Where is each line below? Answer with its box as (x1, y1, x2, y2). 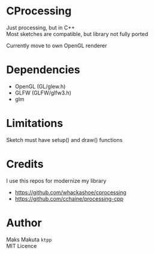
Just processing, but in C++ (6, 24, 76, 31)
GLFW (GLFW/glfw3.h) (14, 89, 72, 96)
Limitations (6, 117, 64, 130)
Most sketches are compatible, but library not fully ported (6, 30, 149, 37)
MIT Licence (6, 242, 37, 249)
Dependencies (6, 63, 80, 77)
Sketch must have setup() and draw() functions (6, 136, 123, 143)
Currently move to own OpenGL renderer (6, 42, 107, 49)
